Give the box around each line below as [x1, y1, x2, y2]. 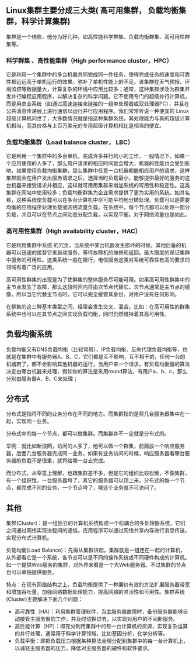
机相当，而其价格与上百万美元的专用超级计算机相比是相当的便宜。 [6, 122, 164, 129]
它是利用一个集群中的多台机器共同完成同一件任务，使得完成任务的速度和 [6, 71, 180, 78]
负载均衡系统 [6, 329, 52, 339]
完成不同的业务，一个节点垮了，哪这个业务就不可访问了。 [21, 484, 159, 491]
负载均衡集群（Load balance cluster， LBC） [6, 138, 134, 146]
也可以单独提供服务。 [6, 569, 57, 576]
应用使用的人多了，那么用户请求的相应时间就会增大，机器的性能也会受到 [10, 160, 185, 167]
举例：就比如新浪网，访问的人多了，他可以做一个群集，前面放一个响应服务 [6, 442, 185, 449]
